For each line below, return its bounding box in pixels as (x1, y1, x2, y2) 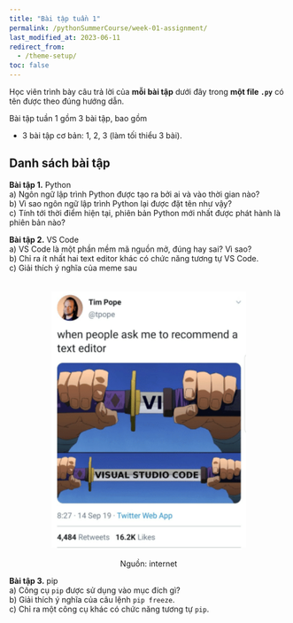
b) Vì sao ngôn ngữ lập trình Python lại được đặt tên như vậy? (9, 198, 233, 208)
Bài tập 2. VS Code (9, 234, 80, 245)
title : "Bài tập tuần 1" (9, 14, 101, 23)
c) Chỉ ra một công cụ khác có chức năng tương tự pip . (9, 604, 210, 615)
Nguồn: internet (120, 558, 178, 569)
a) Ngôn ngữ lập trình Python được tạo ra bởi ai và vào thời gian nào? (9, 189, 260, 199)
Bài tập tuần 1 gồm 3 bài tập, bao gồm (9, 113, 148, 123)
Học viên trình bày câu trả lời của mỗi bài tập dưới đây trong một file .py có (9, 87, 285, 97)
